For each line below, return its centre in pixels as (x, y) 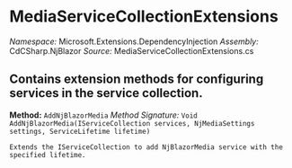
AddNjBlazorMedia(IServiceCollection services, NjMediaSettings (132, 123)
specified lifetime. (48, 155)
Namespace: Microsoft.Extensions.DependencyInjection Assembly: (134, 41)
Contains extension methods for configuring (137, 80)
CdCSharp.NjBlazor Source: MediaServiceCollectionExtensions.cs (132, 50)
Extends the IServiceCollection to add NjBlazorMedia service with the (146, 147)
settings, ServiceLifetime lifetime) (80, 131)
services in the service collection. (106, 93)
